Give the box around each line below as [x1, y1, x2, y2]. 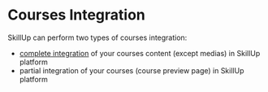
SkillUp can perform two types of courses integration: [7, 33, 188, 42]
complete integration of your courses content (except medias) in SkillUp [19, 48, 261, 58]
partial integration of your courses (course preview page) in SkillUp [19, 65, 244, 75]
